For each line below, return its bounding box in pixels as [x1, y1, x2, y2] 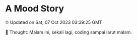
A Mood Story [5, 3, 64, 14]
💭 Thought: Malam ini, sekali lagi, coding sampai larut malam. [5, 29, 132, 35]
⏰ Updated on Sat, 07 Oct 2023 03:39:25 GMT [5, 19, 102, 25]
